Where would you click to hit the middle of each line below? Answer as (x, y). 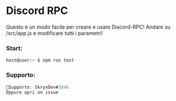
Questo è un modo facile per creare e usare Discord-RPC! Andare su (88, 27)
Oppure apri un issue (32, 93)
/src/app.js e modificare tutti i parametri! (54, 33)
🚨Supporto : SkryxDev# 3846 (37, 87)
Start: (14, 48)
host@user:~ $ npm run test (40, 60)
